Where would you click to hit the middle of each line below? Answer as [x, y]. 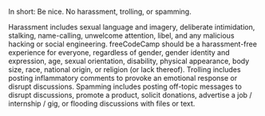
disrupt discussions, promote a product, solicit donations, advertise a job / [131, 95]
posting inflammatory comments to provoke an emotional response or [123, 78]
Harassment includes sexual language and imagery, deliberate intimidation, [132, 27]
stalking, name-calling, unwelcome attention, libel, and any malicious [121, 36]
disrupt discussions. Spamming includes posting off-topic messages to [125, 86]
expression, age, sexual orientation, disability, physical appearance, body [129, 61]
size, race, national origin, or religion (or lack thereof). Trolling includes [125, 70]
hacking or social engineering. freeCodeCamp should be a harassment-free [133, 44]
